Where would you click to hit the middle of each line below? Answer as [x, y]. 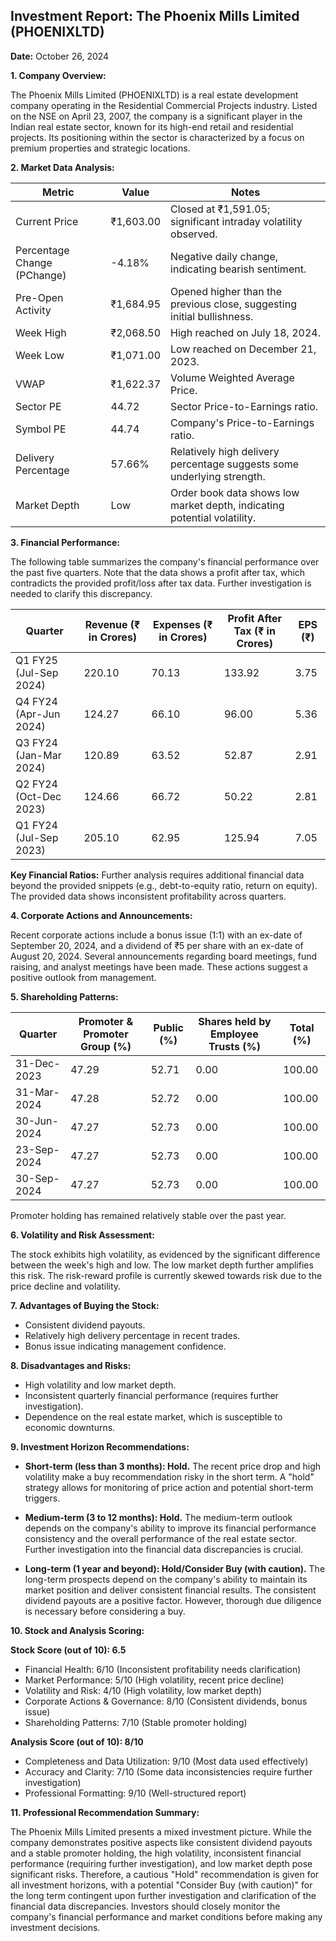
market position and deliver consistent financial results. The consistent [170, 1590]
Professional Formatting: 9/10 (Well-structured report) [135, 1793]
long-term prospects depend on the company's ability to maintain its [166, 1579]
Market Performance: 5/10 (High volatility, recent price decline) [154, 1680]
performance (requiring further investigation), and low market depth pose [161, 1863]
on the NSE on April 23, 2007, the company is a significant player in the [156, 116]
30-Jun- [37, 1121]
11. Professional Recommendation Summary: [105, 1812]
